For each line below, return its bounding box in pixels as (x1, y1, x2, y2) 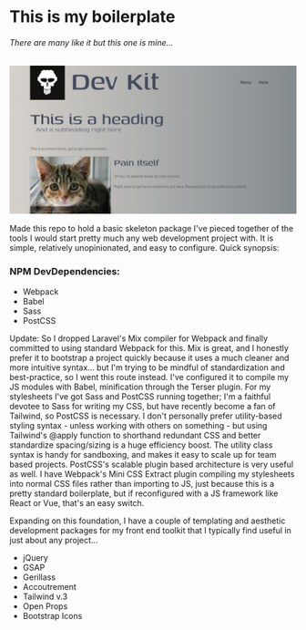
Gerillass (22, 572, 56, 583)
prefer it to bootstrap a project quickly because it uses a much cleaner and (9, 352, 290, 363)
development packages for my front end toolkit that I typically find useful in (9, 524, 291, 535)
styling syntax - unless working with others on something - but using (9, 419, 268, 430)
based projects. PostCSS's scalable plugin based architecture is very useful (9, 459, 294, 470)
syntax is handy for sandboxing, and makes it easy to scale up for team (9, 449, 277, 460)
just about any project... (9, 534, 98, 545)
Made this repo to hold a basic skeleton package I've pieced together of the (9, 223, 294, 234)
